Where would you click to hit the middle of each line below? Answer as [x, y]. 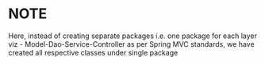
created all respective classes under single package [93, 52]
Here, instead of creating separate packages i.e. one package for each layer [133, 36]
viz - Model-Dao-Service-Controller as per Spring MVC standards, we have [132, 44]
